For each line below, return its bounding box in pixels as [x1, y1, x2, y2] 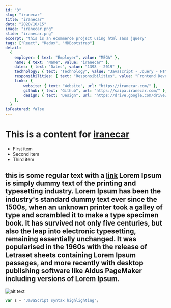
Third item [12, 156, 35, 162]
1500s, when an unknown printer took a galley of [5, 203, 163, 212]
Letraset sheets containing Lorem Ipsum [5, 250, 136, 260]
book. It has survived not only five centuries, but [5, 219, 162, 228]
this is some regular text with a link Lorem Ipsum [5, 171, 162, 180]
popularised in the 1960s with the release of [5, 243, 148, 251]
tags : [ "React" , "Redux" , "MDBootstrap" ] [5, 41, 95, 46]
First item [12, 146, 33, 152]
